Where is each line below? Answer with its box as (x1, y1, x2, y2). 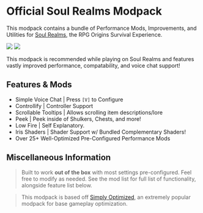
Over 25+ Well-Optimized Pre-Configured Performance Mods (15, 134, 171, 142)
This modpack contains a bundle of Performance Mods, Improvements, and (6, 24, 197, 32)
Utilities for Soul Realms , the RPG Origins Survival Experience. (6, 31, 163, 38)
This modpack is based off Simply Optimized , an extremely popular (21, 193, 191, 201)
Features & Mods (6, 79, 72, 90)
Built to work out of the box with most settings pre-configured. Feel (21, 168, 192, 176)
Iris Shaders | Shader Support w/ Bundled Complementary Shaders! (15, 128, 186, 135)
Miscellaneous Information (6, 153, 111, 163)
